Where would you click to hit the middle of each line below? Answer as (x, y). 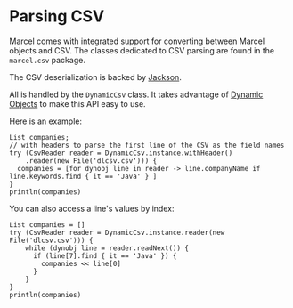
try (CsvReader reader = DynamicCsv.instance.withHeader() (121, 153)
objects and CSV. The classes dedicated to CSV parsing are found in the (142, 50)
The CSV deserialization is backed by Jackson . (96, 77)
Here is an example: (46, 121)
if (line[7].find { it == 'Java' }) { (105, 255)
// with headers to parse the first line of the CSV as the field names (147, 145)
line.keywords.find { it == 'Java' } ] (83, 176)
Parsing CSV (57, 16)
